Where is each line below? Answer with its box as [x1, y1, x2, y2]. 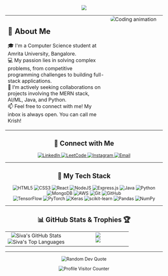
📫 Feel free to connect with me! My [7, 103, 92, 110]
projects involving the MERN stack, [7, 90, 90, 97]
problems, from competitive [7, 65, 72, 72]
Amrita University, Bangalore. [7, 50, 76, 57]
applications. [21, 77, 52, 84]
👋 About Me [7, 26, 51, 36]
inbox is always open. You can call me [7, 111, 96, 118]
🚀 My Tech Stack [57, 171, 111, 180]
